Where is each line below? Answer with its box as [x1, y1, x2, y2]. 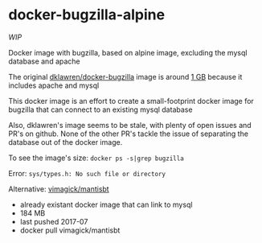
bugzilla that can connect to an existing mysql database [8, 105, 193, 114]
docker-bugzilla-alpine [8, 6, 166, 24]
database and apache [8, 56, 80, 66]
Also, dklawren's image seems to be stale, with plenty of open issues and [8, 120, 252, 130]
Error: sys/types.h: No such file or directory [8, 168, 166, 178]
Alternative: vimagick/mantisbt [8, 183, 110, 194]
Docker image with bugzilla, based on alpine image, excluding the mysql [8, 47, 248, 57]
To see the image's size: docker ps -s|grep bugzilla [8, 153, 185, 163]
